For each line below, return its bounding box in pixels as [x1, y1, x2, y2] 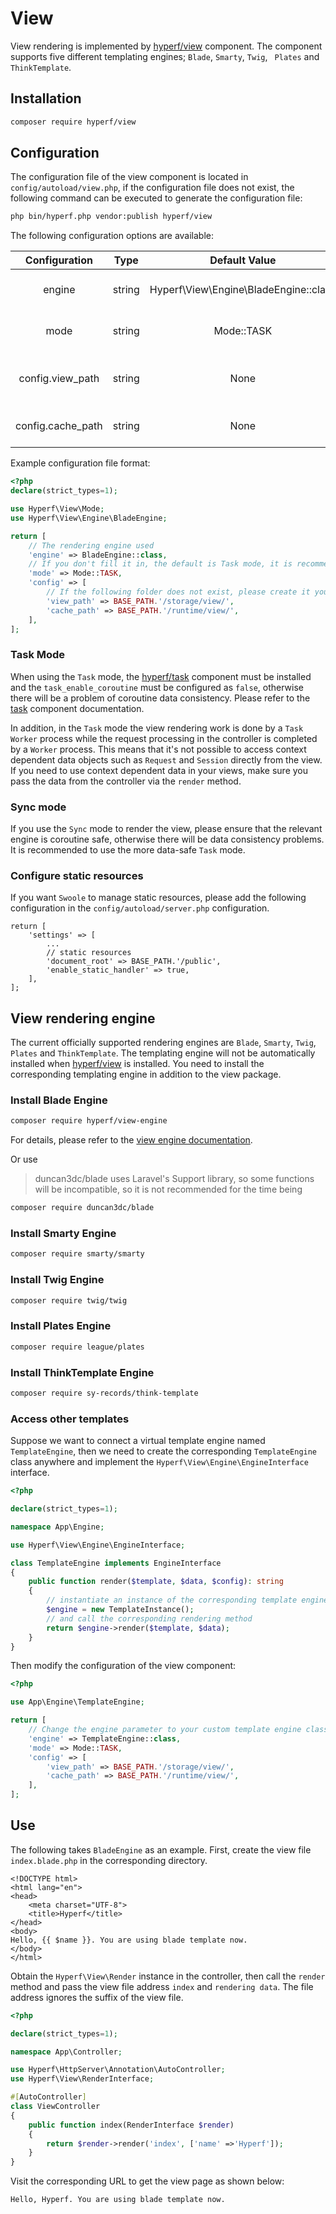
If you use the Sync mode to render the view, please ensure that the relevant [10, 823, 323, 835]
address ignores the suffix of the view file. [10, 1991, 184, 2003]
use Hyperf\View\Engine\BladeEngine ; [10, 513, 168, 523]
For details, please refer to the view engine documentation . [10, 1134, 253, 1146]
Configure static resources [10, 868, 144, 882]
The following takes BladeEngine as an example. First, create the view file [10, 1843, 312, 1856]
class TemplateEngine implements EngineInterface [10, 1558, 222, 1568]
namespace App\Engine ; [10, 1522, 105, 1532]
